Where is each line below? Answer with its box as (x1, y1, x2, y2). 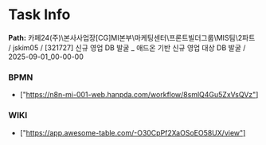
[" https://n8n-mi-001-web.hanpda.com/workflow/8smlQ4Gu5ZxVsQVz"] (19, 90, 259, 100)
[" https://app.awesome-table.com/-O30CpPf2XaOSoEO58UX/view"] (19, 127, 246, 137)
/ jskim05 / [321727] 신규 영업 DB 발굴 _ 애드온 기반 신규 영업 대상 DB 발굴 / (8, 42, 246, 53)
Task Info (8, 6, 71, 24)
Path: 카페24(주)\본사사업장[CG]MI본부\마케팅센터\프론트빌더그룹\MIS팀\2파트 (8, 33, 256, 42)
